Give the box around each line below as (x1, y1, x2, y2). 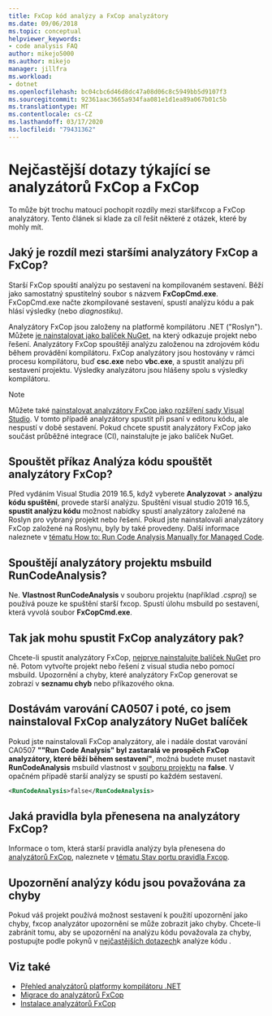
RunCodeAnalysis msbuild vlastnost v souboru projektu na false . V (8, 762, 235, 772)
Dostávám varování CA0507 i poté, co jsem (8, 702, 231, 716)
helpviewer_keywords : (8, 34, 82, 43)
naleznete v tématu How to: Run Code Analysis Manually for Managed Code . (8, 532, 265, 542)
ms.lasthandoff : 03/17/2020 (8, 118, 104, 126)
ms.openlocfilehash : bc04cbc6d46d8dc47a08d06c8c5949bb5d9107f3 (8, 87, 227, 96)
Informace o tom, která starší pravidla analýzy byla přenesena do (8, 843, 226, 853)
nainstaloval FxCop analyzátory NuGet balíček (8, 715, 248, 729)
